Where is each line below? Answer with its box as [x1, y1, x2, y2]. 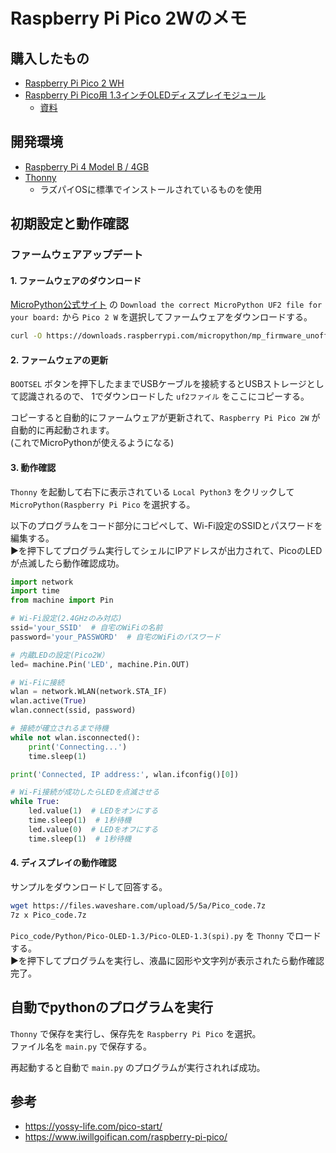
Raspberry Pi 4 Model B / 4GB [24, 160, 150, 173]
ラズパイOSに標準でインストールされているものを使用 [39, 183, 263, 195]
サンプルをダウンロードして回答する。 [10, 880, 168, 893]
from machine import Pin [10, 595, 114, 606]
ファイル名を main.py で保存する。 [10, 1040, 152, 1052]
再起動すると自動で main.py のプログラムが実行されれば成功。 [10, 1061, 266, 1073]
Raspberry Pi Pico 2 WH [24, 77, 125, 89]
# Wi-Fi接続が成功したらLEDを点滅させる [10, 787, 160, 798]
